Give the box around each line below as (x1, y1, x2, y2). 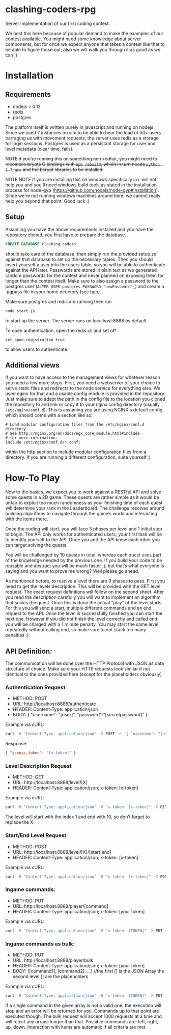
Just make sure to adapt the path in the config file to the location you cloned (5, 396, 165, 402)
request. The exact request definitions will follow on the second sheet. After (5, 589, 164, 595)
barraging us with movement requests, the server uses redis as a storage (5, 135, 159, 141)
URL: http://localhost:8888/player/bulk (12, 957, 93, 963)
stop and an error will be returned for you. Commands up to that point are (5, 1008, 159, 1014)
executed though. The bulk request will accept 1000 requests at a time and (5, 1013, 162, 1019)
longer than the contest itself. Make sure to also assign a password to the (5, 277, 159, 284)
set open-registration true (5, 337, 65, 342)
